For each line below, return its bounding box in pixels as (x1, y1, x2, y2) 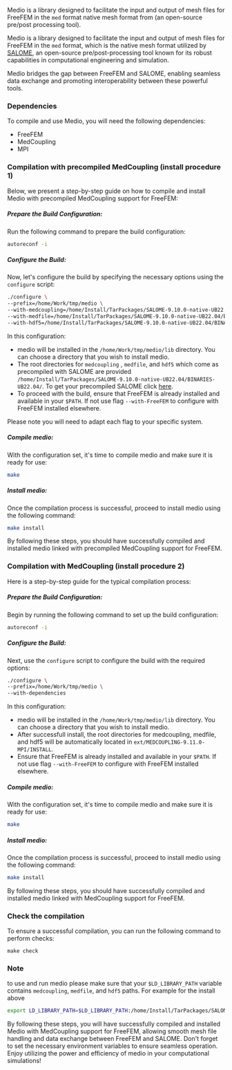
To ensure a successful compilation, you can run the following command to (7, 927, 221, 935)
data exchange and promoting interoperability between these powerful (7, 77, 209, 85)
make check (7, 948, 39, 955)
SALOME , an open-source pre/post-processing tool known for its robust (7, 48, 213, 57)
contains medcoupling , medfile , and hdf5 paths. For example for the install (7, 986, 215, 995)
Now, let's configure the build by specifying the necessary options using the (7, 273, 224, 281)
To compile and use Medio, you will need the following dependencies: (7, 117, 206, 125)
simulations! (7, 1057, 41, 1065)
